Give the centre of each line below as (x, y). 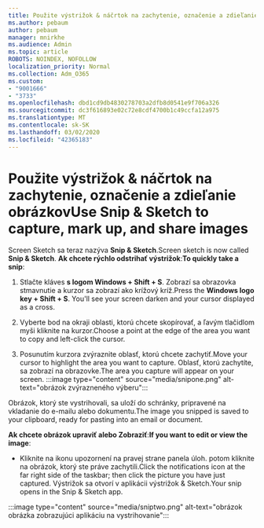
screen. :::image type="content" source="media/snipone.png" (120, 379)
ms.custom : (26, 81)
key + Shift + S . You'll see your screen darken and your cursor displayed (137, 299)
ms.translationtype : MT (47, 118)
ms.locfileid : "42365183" (50, 139)
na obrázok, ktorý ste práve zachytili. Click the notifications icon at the (132, 467)
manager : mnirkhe (37, 37)
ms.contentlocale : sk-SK (49, 125)
